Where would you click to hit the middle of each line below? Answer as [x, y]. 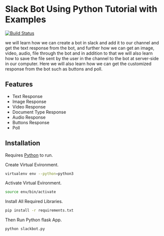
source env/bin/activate [31, 192]
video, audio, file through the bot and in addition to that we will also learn [79, 53]
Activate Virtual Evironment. [33, 183]
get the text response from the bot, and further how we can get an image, [80, 48]
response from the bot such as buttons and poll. [54, 69]
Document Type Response [39, 112]
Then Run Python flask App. [33, 220]
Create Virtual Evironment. [32, 165]
